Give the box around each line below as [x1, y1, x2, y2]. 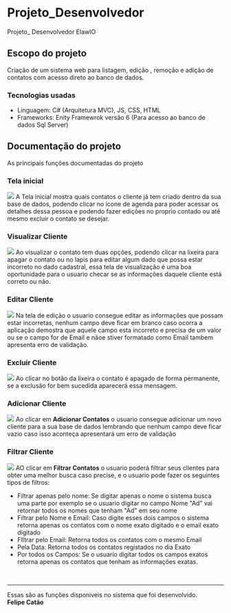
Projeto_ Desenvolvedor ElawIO [7, 28, 96, 36]
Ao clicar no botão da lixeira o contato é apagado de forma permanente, [15, 374, 220, 383]
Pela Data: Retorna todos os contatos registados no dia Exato [16, 543, 191, 551]
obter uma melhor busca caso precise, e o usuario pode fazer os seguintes [7, 470, 220, 479]
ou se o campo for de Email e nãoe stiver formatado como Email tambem [7, 333, 214, 342]
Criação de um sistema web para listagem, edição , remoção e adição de [7, 65, 214, 74]
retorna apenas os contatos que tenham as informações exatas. [16, 557, 198, 565]
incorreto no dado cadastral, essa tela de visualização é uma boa [7, 263, 192, 271]
